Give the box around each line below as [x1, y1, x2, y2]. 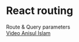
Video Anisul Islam [6, 29, 51, 36]
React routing [6, 4, 73, 17]
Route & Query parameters [6, 23, 70, 30]
